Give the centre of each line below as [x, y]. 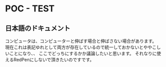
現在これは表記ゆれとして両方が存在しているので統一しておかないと [74, 47]
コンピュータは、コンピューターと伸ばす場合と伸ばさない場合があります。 [81, 41]
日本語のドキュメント [38, 28]
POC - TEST [30, 9]
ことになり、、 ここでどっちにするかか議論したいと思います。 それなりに [83, 53]
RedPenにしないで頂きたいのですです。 [54, 60]
